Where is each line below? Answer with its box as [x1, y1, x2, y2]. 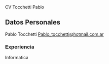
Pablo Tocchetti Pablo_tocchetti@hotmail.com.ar [5, 31, 104, 37]
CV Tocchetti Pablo [5, 4, 44, 10]
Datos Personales [5, 18, 61, 26]
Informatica [5, 55, 29, 61]
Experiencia [5, 43, 35, 50]
